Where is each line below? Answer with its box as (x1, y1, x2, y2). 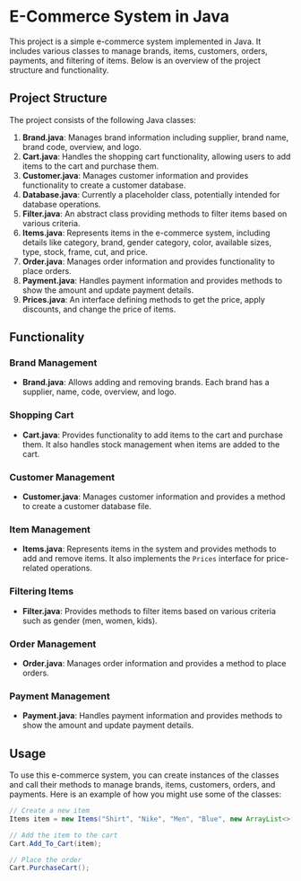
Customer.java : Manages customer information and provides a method (21, 491, 286, 502)
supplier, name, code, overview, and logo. (21, 386, 176, 397)
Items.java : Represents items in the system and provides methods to (21, 543, 277, 554)
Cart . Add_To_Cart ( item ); (9, 839, 102, 848)
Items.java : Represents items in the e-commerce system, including (21, 227, 271, 238)
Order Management (9, 638, 97, 650)
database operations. (21, 198, 101, 209)
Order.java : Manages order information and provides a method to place (21, 657, 287, 668)
